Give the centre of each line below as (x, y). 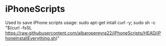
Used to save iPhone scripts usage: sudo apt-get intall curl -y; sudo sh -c (81, 23)
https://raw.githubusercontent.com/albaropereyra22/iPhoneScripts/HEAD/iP (83, 33)
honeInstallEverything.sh (31, 38)
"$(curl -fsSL (19, 27)
